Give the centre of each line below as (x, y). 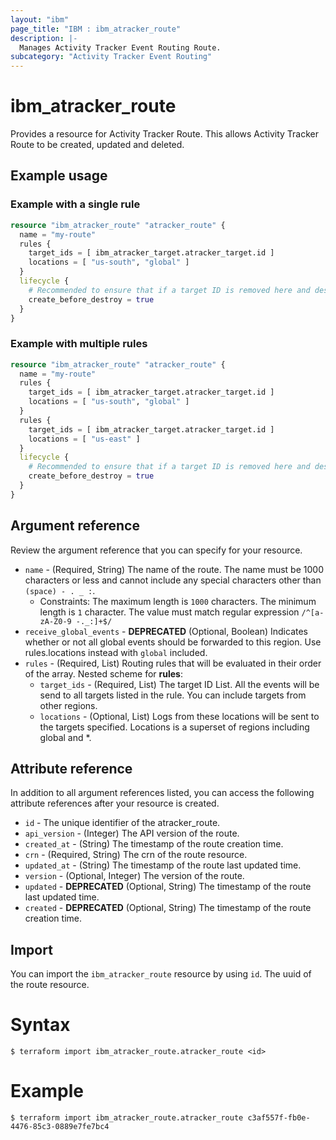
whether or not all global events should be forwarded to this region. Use (173, 642)
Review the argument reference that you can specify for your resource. (156, 550)
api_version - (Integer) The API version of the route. (132, 833)
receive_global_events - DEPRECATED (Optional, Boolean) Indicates (166, 631)
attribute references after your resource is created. (115, 803)
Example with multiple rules (79, 344)
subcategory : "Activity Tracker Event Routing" (111, 57)
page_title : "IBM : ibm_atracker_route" (96, 29)
